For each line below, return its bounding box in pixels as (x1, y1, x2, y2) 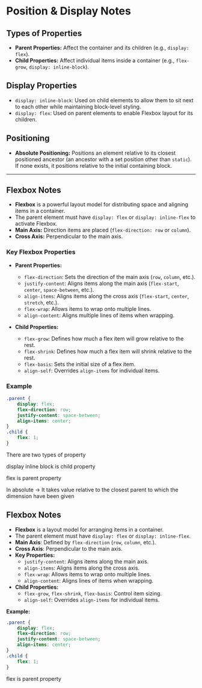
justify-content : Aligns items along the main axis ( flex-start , (23, 280, 179, 287)
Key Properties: (14, 551, 55, 559)
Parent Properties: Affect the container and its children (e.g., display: (14, 44, 189, 51)
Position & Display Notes (6, 4, 131, 18)
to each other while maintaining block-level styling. (14, 103, 141, 110)
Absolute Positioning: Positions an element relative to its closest (14, 149, 176, 156)
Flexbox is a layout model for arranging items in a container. (14, 526, 164, 533)
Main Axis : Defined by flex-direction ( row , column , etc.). (14, 538, 156, 545)
